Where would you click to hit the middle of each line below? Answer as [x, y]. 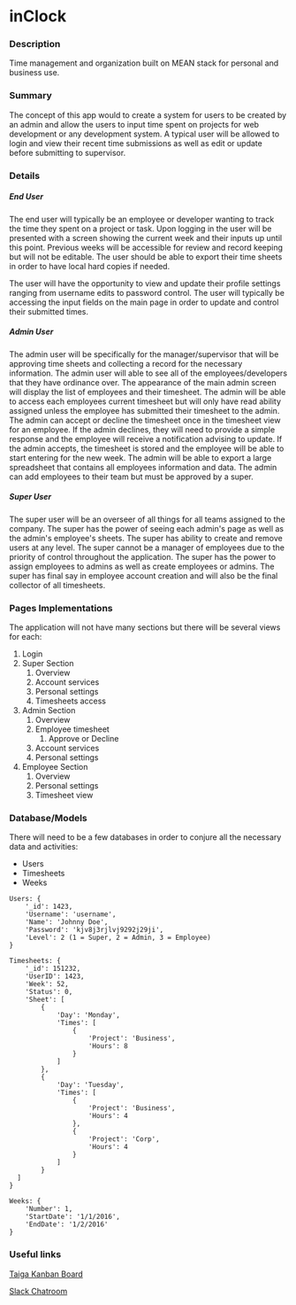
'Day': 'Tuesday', [90, 1085]
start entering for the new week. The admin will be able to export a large [140, 457]
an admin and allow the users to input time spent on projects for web [134, 124]
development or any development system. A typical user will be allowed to [144, 134]
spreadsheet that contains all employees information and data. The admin [143, 467]
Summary [31, 96]
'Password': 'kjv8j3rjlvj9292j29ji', [95, 930]
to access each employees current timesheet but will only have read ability [145, 401]
